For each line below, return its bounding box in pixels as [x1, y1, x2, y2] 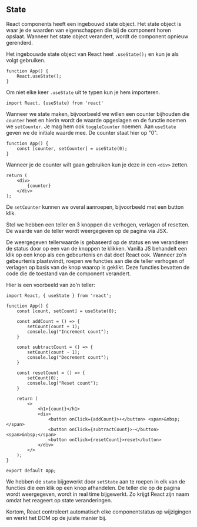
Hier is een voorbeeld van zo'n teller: [6, 281, 95, 288]
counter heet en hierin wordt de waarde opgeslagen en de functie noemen [6, 116, 186, 124]
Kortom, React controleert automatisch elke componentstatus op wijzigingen [6, 508, 192, 515]
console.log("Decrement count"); [27, 354, 109, 361]
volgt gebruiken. [6, 56, 46, 64]
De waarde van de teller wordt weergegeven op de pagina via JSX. [6, 227, 168, 234]
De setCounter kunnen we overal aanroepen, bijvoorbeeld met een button [6, 203, 184, 211]
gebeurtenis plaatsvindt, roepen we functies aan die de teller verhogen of [6, 257, 185, 264]
